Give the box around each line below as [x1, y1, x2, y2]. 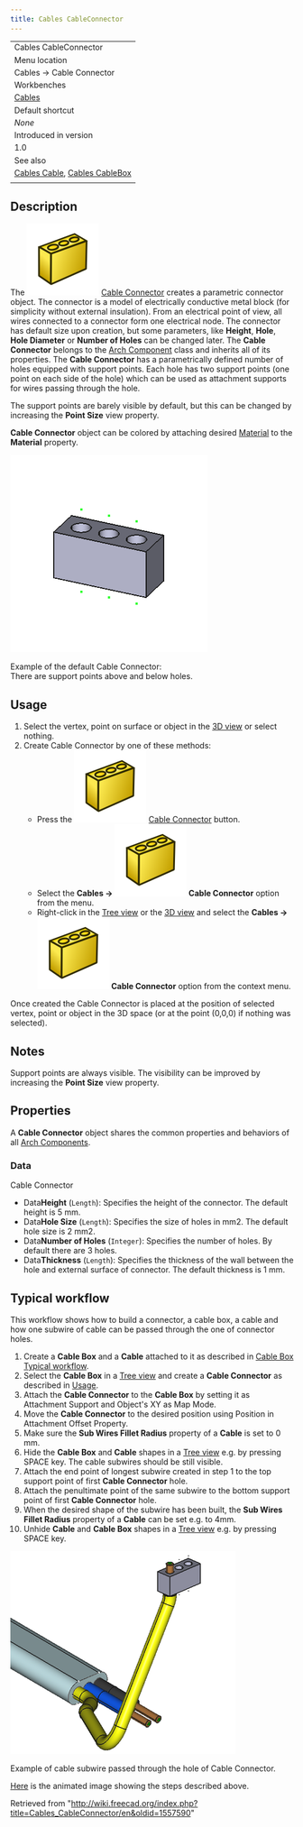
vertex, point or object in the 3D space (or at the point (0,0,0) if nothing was [10, 1008, 291, 1019]
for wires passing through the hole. [10, 383, 141, 394]
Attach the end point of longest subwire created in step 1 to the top [23, 1465, 271, 1476]
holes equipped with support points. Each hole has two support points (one [10, 363, 289, 374]
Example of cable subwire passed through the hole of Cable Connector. [10, 1763, 276, 1774]
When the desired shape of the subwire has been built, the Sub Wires [23, 1504, 283, 1515]
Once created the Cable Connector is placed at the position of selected [10, 998, 275, 1009]
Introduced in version [14, 130, 94, 141]
